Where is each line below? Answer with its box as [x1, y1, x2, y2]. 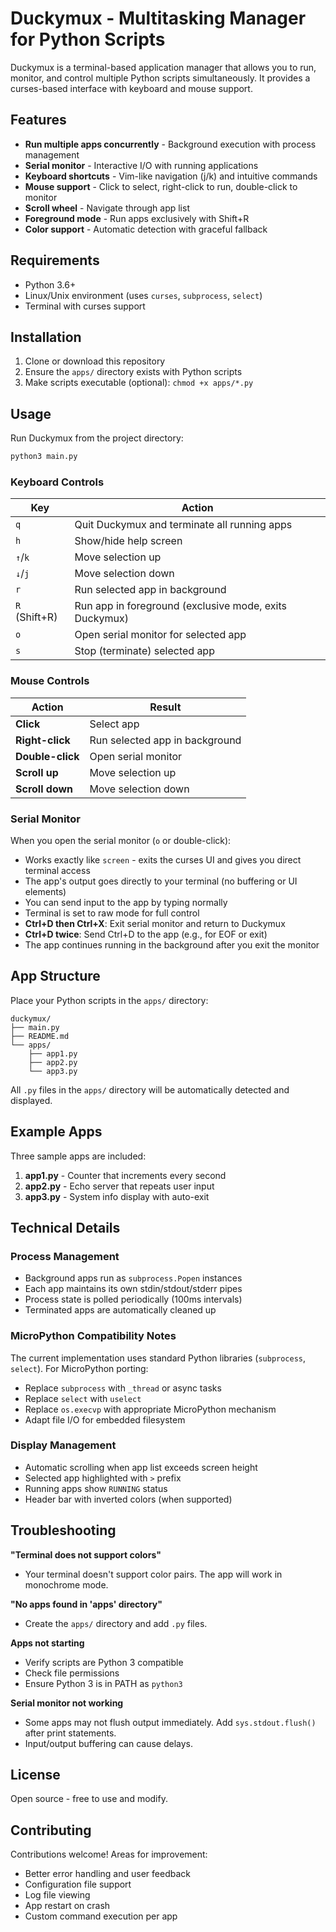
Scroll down [15, 782, 74, 796]
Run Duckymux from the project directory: [10, 432, 184, 444]
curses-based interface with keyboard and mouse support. [10, 82, 253, 94]
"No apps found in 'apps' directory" [10, 1598, 163, 1610]
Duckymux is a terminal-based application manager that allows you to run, [10, 61, 317, 73]
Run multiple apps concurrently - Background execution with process [24, 138, 317, 150]
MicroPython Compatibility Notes [10, 1329, 177, 1343]
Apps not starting [10, 1637, 85, 1649]
